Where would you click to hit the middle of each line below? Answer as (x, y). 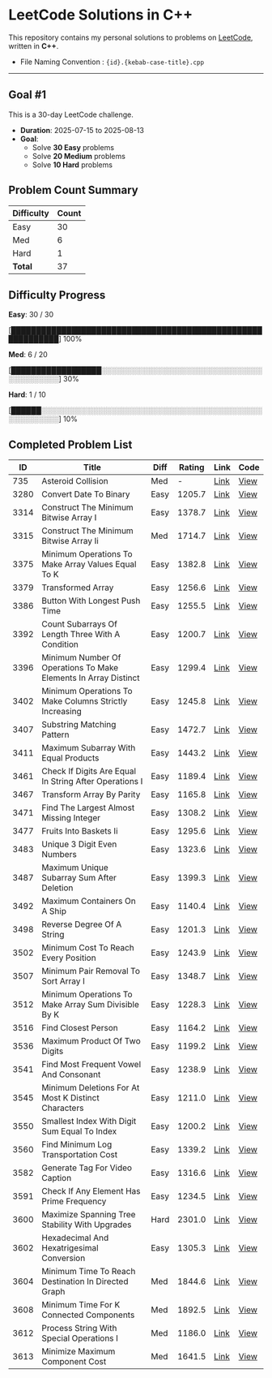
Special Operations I (80, 1338)
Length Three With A (81, 635)
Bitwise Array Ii (70, 541)
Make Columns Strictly (85, 701)
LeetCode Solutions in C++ (100, 15)
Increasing (62, 712)
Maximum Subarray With (89, 748)
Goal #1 (28, 95)
